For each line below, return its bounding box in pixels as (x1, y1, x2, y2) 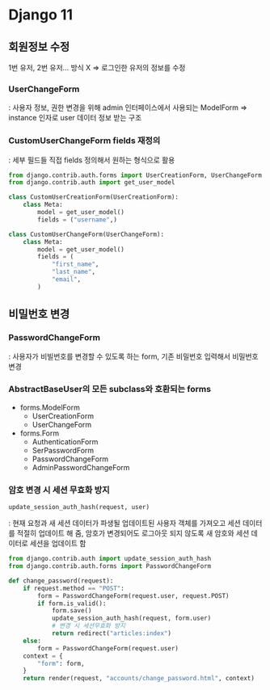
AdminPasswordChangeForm (32, 462, 130, 472)
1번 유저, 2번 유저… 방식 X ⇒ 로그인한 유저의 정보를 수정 (8, 63, 186, 72)
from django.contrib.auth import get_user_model (8, 179, 175, 187)
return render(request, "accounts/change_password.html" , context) (23, 675, 255, 683)
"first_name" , (51, 260, 99, 268)
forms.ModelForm (19, 402, 81, 412)
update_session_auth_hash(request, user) (8, 503, 150, 511)
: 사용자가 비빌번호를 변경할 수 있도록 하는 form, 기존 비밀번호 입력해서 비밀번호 (8, 351, 259, 361)
